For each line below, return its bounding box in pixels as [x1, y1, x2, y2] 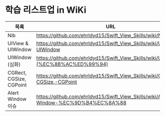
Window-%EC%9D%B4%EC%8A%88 [36, 99, 127, 106]
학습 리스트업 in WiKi [5, 4, 87, 16]
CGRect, [7, 69, 27, 76]
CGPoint [7, 81, 27, 88]
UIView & [7, 40, 28, 46]
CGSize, [7, 75, 26, 82]
